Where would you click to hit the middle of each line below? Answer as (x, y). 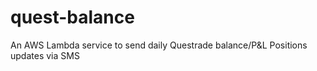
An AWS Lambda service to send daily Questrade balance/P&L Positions (159, 45)
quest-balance (72, 17)
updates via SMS (45, 55)
